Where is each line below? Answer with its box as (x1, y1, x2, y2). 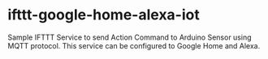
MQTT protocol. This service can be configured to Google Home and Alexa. (7, 40, 261, 50)
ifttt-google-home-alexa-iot (7, 6, 200, 24)
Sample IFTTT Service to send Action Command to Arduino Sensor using (7, 32, 253, 42)
